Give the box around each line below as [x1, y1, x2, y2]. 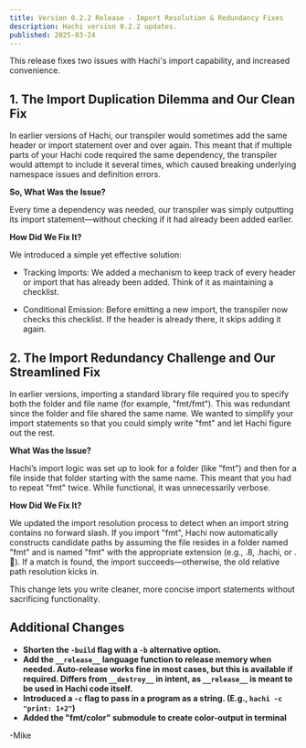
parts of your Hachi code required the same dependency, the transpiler [9, 150, 278, 161]
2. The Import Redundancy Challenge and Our [9, 350, 276, 365]
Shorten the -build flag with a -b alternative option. [22, 644, 222, 655]
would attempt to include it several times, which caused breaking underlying [9, 159, 297, 170]
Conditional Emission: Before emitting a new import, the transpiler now [22, 304, 289, 315]
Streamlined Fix [9, 364, 100, 380]
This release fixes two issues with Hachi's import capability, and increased [9, 56, 290, 67]
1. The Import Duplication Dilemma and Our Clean [9, 91, 295, 107]
